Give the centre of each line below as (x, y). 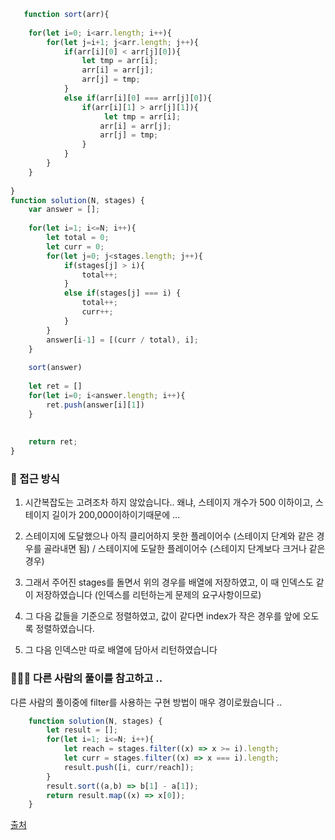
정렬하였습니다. (65, 629)
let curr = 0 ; (75, 246)
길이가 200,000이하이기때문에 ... (116, 515)
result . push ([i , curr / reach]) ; (129, 767)
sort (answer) (55, 368)
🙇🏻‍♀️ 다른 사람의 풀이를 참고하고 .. (86, 678)
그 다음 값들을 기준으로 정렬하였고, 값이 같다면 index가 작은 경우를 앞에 (162, 616)
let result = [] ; (82, 730)
